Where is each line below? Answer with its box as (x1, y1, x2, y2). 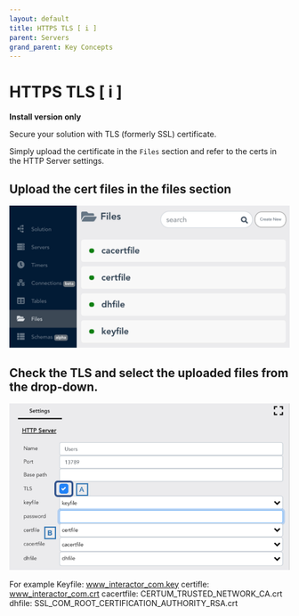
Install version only (9, 111, 82, 122)
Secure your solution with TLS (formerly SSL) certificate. (9, 129, 217, 140)
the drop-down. (9, 379, 99, 394)
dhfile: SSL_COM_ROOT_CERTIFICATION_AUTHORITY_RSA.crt (9, 597, 238, 608)
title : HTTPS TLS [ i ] (9, 23, 98, 33)
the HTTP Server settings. (9, 156, 105, 167)
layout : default (9, 14, 69, 23)
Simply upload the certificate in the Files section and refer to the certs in (9, 146, 278, 157)
